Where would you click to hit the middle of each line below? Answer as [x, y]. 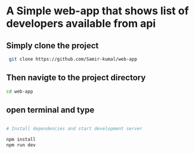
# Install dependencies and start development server [75, 129]
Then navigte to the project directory [76, 78]
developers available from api [81, 23]
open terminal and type [50, 110]
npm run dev [21, 145]
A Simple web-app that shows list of [97, 11]
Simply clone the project [52, 45]
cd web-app [20, 91]
